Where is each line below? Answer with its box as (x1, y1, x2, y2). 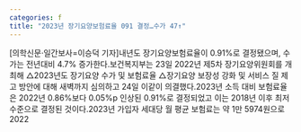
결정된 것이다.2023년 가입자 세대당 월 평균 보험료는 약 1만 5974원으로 (40, 103, 286, 114)
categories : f (9, 13, 63, 22)
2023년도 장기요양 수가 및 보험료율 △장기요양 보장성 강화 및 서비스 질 (33, 69, 279, 81)
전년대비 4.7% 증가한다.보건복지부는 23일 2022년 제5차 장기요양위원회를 (25, 58, 283, 69)
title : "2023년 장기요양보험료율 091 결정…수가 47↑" (9, 22, 187, 31)
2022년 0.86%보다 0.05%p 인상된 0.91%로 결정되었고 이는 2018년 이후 (18, 92, 273, 103)
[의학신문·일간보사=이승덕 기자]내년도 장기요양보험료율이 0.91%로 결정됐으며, (9, 47, 281, 58)
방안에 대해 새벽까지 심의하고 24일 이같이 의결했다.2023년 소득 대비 (18, 81, 257, 92)
